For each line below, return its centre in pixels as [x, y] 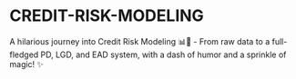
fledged [24, 54]
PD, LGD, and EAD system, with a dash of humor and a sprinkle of [163, 54]
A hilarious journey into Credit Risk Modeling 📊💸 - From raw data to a [140, 41]
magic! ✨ [26, 64]
